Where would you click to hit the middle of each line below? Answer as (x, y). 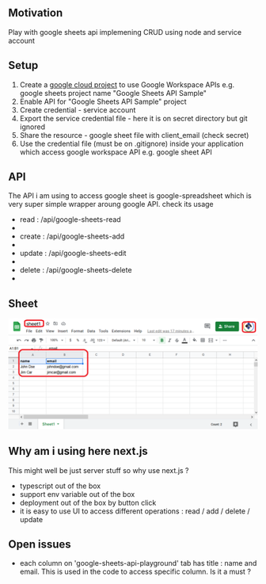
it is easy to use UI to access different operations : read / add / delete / (135, 511)
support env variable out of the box (77, 494)
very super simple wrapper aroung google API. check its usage (111, 204)
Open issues (40, 544)
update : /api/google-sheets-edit (73, 254)
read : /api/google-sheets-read (70, 219)
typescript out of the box (60, 486)
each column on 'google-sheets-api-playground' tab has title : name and (138, 563)
